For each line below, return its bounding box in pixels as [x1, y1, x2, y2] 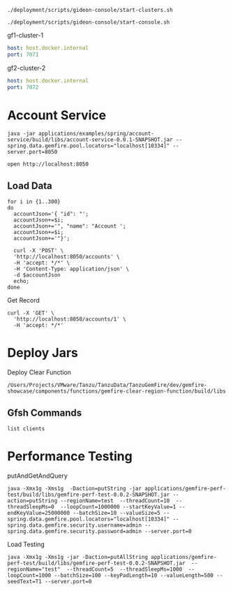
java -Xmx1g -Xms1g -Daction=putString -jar [7, 485, 142, 492]
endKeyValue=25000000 [7, 509, 70, 516]
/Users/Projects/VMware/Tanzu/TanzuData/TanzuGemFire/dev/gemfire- [7, 381, 208, 389]
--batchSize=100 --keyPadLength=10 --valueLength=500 [54, 571, 214, 579]
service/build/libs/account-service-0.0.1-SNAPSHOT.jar [7, 136, 173, 143]
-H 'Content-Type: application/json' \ [13, 265, 130, 272]
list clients [7, 425, 45, 432]
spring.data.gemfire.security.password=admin [7, 527, 142, 534]
